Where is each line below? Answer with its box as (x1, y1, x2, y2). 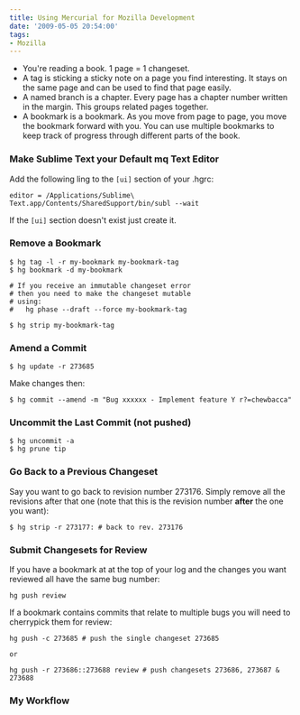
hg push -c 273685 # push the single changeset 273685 (9, 634, 220, 644)
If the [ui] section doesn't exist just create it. (9, 214, 177, 226)
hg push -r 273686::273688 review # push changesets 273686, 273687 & (9, 665, 280, 675)
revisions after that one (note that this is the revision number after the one (9, 496, 284, 506)
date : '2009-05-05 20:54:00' (9, 22, 119, 31)
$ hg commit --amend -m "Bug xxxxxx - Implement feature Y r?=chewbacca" (9, 395, 293, 404)
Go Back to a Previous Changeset (9, 466, 159, 478)
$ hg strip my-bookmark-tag (9, 320, 115, 330)
